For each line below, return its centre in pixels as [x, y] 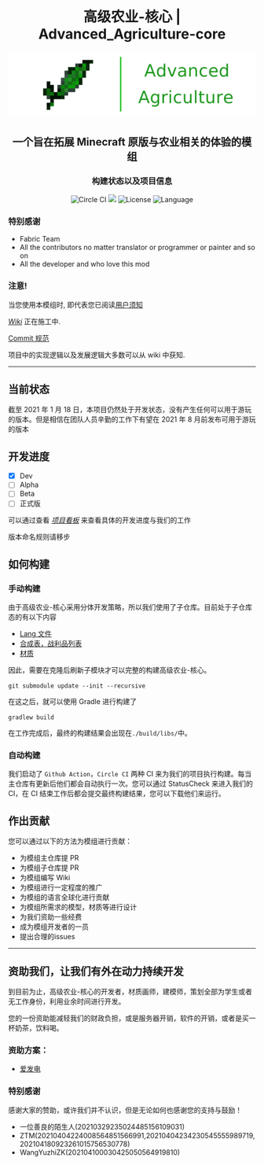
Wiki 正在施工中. [35, 321]
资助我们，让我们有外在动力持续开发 [96, 971]
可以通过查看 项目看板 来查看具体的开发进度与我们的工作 [99, 520]
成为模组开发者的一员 [54, 927]
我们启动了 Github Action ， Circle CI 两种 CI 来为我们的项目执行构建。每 [126, 774]
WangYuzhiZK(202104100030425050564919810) [100, 1152]
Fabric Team [40, 239]
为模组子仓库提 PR [49, 868]
